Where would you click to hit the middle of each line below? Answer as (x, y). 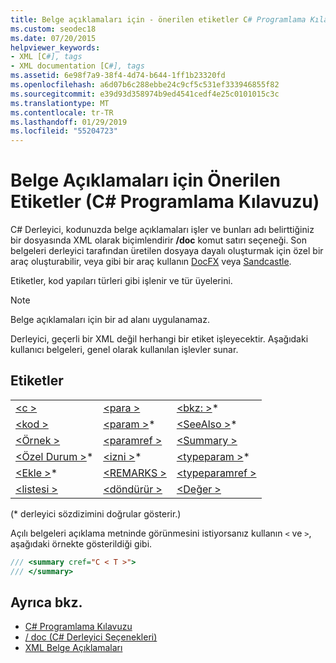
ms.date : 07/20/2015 (53, 38)
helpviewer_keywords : (55, 47)
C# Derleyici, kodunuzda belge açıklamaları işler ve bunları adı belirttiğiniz (162, 230)
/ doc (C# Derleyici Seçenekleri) (91, 637)
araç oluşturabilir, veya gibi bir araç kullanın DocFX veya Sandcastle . (151, 262)
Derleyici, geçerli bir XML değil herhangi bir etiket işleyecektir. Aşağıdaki (159, 339)
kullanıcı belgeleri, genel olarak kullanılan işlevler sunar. (124, 350)
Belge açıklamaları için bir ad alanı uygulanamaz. (110, 320)
